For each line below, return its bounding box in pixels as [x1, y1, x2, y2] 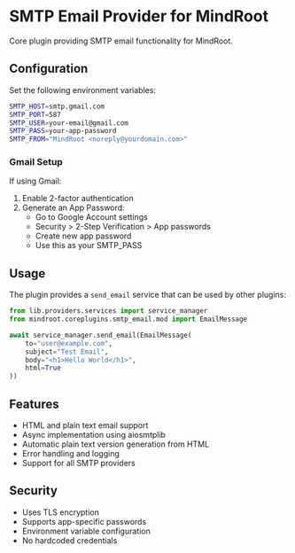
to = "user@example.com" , [25, 339, 113, 347]
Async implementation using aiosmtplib [21, 430, 167, 440]
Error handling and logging [21, 448, 120, 459]
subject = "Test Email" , [25, 347, 109, 356]
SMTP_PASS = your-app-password [9, 127, 117, 136]
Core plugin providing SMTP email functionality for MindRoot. [9, 35, 233, 46]
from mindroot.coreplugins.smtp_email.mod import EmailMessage [9, 315, 248, 324]
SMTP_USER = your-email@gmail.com [9, 118, 128, 128]
